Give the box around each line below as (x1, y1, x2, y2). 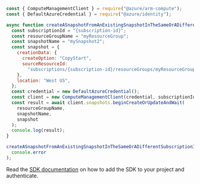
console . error (11, 149, 46, 155)
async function (6, 22, 44, 28)
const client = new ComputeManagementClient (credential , (11, 94, 156, 100)
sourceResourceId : (21, 60, 68, 67)
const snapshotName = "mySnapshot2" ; (11, 39, 105, 45)
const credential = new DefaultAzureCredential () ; (11, 88, 140, 95)
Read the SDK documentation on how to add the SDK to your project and (6, 165, 185, 173)
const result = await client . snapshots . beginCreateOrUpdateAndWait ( (11, 100, 185, 106)
